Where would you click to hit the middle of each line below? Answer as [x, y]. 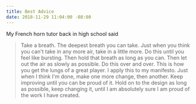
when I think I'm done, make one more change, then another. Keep [102, 76]
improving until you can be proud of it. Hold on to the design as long [104, 82]
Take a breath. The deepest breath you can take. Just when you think [105, 45]
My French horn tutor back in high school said [62, 33]
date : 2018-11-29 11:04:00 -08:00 [49, 17]
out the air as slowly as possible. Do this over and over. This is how [102, 64]
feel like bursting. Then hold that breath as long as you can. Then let [104, 58]
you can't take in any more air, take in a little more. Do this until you [102, 51]
